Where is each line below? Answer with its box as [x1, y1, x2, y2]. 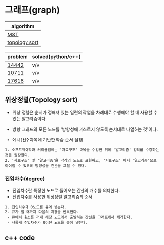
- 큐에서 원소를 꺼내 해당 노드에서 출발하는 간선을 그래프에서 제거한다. [7, 215, 133, 220]
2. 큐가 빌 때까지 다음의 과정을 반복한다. [5, 210, 79, 215]
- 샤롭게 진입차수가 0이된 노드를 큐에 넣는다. [7, 220, 88, 225]
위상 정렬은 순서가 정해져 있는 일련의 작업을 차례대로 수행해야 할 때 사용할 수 [12, 109, 158, 115]
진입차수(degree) [5, 175, 45, 182]
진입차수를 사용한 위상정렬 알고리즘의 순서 [12, 194, 93, 200]
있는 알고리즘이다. [12, 115, 47, 121]
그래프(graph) [5, 4, 60, 16]
